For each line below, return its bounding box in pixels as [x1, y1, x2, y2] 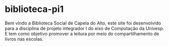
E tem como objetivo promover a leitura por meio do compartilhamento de [5, 30, 159, 36]
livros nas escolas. [5, 36, 44, 42]
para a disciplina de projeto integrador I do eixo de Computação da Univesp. [5, 25, 164, 31]
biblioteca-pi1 [5, 3, 64, 15]
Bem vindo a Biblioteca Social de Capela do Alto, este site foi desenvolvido [5, 20, 161, 26]
